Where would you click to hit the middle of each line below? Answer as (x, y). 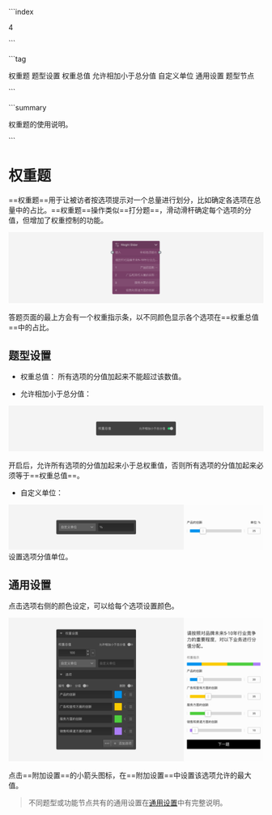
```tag (17, 59)
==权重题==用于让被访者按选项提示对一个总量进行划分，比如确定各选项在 (132, 200)
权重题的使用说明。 (40, 124)
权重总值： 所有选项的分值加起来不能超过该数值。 (103, 377)
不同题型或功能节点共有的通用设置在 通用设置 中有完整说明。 (127, 803)
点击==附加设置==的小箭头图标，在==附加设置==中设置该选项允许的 (123, 775)
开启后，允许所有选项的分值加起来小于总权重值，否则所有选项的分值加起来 (132, 465)
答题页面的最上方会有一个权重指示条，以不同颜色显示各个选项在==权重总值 (134, 317)
